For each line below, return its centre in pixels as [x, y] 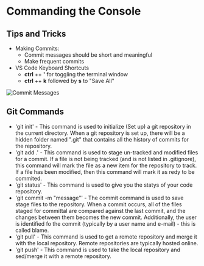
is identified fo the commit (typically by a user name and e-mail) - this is [105, 223]
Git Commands [35, 112]
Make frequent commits [54, 61]
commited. [29, 178]
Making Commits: [37, 48]
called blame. [32, 230]
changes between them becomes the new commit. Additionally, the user [106, 217]
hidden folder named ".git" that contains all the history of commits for [102, 139]
